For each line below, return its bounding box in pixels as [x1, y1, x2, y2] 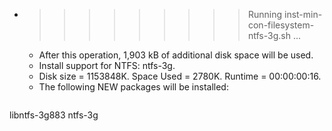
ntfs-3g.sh [247, 30, 291, 41]
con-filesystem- [247, 19, 315, 31]
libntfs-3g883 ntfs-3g [9, 109, 99, 121]
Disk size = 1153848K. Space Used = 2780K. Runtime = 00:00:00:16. [38, 70, 322, 82]
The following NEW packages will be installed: [38, 81, 229, 93]
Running [247, 9, 283, 20]
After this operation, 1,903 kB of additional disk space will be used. [38, 49, 314, 61]
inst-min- [283, 9, 323, 20]
